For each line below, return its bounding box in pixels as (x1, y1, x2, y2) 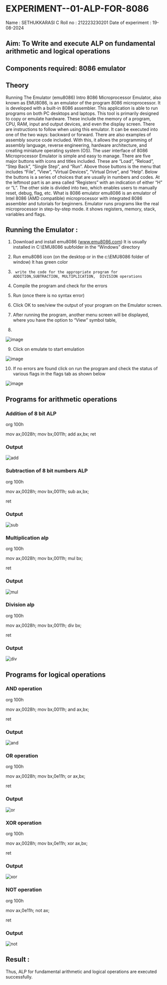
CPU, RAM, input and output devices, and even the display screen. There (5, 121, 155, 127)
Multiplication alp (5, 534, 49, 541)
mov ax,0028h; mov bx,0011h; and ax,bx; (5, 706, 89, 712)
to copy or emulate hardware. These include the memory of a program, (5, 115, 151, 121)
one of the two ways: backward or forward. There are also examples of (5, 131, 151, 137)
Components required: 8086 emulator (5, 64, 126, 72)
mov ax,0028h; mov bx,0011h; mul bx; (5, 555, 83, 561)
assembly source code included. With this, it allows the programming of (5, 137, 153, 143)
